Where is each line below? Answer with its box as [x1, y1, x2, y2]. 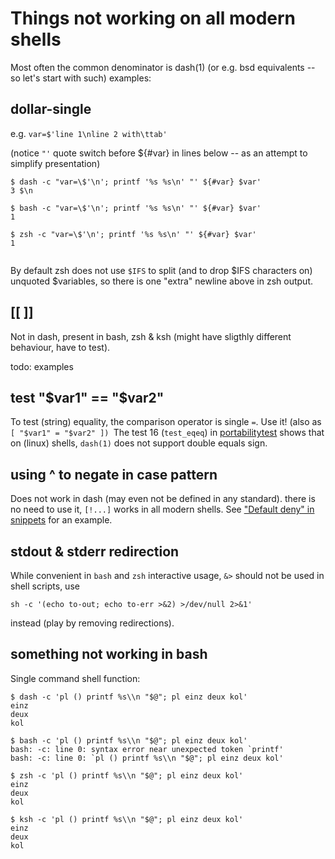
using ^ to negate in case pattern [10, 466, 218, 483]
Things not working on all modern [10, 7, 297, 30]
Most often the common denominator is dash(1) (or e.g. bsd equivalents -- [10, 61, 316, 73]
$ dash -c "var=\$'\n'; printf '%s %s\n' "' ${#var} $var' [10, 177, 262, 187]
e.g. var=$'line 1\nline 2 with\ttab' [10, 127, 168, 139]
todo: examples [10, 360, 74, 372]
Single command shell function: [10, 672, 141, 684]
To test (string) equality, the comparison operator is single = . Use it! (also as [10, 416, 322, 428]
